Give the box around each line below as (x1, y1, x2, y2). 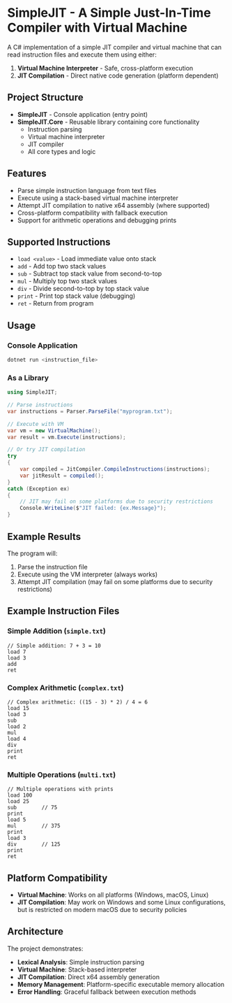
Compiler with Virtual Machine (7, 20, 188, 36)
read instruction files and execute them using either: (7, 50, 157, 59)
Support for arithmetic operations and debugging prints (17, 215, 177, 225)
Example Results (7, 530, 82, 543)
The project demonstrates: (7, 944, 84, 953)
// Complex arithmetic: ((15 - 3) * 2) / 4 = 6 (7, 698, 148, 706)
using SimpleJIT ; (7, 389, 58, 396)
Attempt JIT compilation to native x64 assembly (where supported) (17, 201, 210, 209)
